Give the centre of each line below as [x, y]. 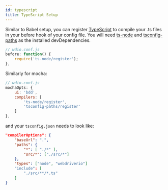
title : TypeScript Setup [32, 15]
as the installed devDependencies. [54, 40]
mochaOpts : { [19, 87]
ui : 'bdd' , [26, 92]
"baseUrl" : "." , [32, 140]
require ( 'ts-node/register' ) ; [47, 59]
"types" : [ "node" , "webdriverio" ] [51, 164]
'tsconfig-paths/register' [52, 107]
